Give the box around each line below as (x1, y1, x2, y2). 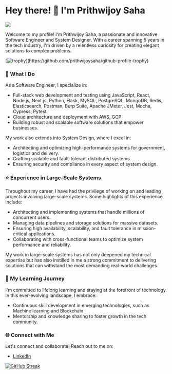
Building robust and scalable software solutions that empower (12, 119, 144, 125)
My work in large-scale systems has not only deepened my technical (5, 251, 151, 257)
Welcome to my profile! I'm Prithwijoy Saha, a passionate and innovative (5, 31, 158, 38)
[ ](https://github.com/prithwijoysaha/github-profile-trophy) (5, 58, 149, 64)
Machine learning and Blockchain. (12, 308, 85, 314)
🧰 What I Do (5, 70, 35, 78)
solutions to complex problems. (5, 47, 72, 53)
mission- (137, 225, 156, 231)
